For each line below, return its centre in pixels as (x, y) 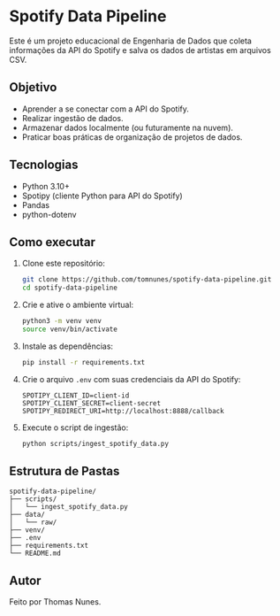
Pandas (36, 204)
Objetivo (33, 87)
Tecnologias (44, 165)
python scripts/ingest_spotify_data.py (95, 443)
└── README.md (35, 554)
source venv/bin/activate (69, 329)
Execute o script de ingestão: (75, 427)
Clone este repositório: (64, 264)
